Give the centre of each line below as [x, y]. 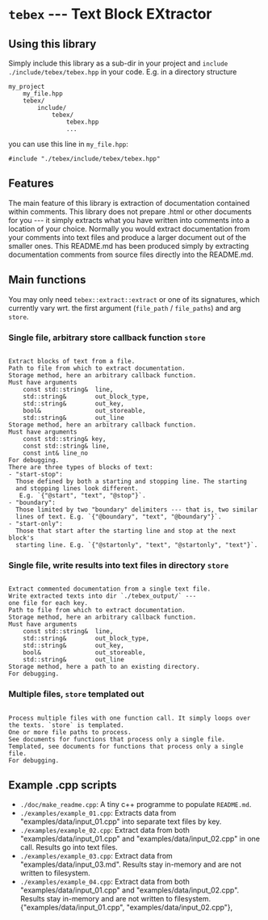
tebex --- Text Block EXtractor [110, 14]
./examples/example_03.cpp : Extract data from [96, 856]
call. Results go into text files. [69, 847]
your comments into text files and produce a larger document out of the [128, 237]
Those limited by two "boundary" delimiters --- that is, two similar [137, 510]
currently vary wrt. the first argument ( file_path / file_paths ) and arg [125, 308]
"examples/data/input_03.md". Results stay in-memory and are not [131, 864]
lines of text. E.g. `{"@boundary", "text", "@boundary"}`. [119, 517]
